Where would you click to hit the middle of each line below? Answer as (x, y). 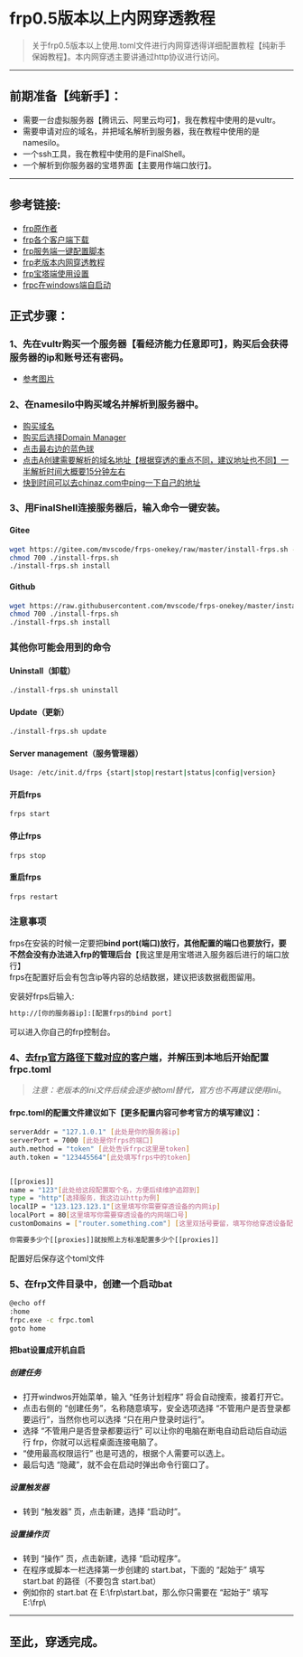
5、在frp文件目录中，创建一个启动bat (91, 1284)
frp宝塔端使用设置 (56, 273)
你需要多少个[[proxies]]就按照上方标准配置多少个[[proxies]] (114, 1239)
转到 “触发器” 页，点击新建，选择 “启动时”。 (104, 1511)
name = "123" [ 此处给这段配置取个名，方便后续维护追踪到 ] (105, 1190)
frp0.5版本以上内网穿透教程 (113, 19)
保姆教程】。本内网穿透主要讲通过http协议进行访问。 (128, 56)
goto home (28, 1328)
